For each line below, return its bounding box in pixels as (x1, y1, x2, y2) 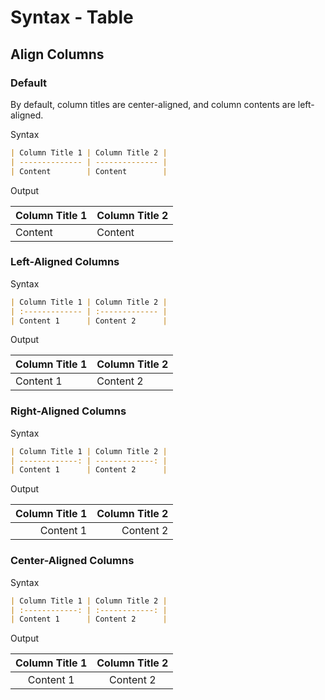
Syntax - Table (10, 6, 134, 29)
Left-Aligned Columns (10, 255, 120, 269)
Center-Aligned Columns (10, 554, 135, 568)
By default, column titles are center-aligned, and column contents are (10, 98, 296, 110)
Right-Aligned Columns (10, 404, 127, 418)
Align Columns (10, 46, 105, 63)
